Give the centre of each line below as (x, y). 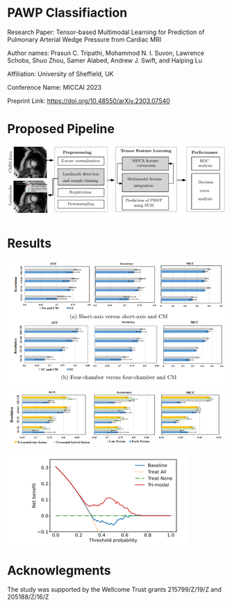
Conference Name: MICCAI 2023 (55, 87)
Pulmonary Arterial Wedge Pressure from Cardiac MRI (84, 39)
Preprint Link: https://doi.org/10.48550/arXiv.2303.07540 (89, 101)
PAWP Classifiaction (67, 13)
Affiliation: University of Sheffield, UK (60, 74)
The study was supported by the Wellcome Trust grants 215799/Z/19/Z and (115, 590)
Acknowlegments (59, 570)
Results (30, 243)
